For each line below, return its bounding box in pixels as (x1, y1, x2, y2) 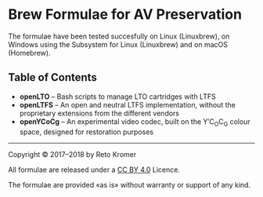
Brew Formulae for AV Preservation (8, 5, 243, 24)
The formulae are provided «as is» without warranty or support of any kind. (8, 180, 251, 189)
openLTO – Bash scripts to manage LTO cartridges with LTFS (19, 92, 217, 101)
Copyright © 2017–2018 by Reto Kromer (8, 149, 137, 159)
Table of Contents (8, 71, 98, 84)
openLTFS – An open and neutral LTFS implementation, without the (19, 100, 236, 109)
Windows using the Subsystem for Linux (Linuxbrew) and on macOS (8, 39, 229, 49)
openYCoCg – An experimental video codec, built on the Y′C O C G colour (19, 116, 250, 128)
